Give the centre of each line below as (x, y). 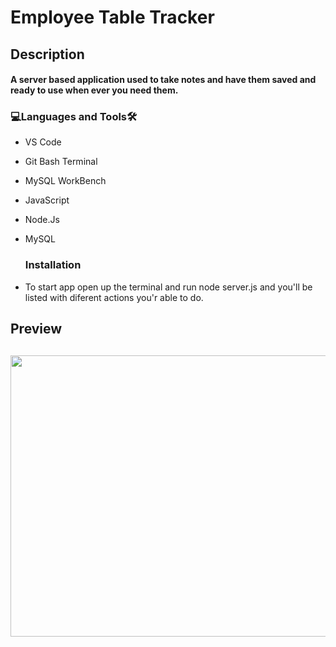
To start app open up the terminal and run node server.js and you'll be (168, 287)
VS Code (43, 142)
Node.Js (42, 220)
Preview (36, 329)
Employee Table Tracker (112, 17)
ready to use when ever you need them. (94, 90)
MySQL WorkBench (65, 181)
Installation (53, 265)
